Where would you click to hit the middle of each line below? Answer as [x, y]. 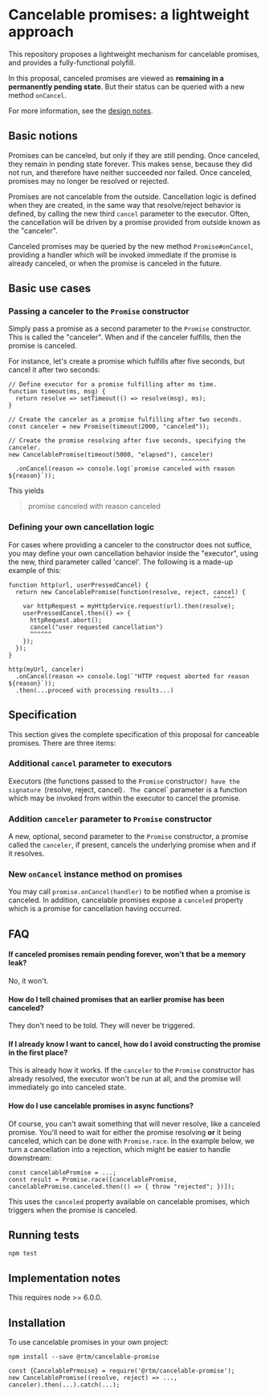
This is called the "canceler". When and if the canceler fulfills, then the [125, 337]
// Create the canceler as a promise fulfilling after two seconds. [125, 420]
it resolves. [26, 853]
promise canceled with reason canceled [94, 507]
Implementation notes [65, 1278]
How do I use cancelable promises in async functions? [101, 1106]
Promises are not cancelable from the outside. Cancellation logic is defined [132, 196]
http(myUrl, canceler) [46, 669]
